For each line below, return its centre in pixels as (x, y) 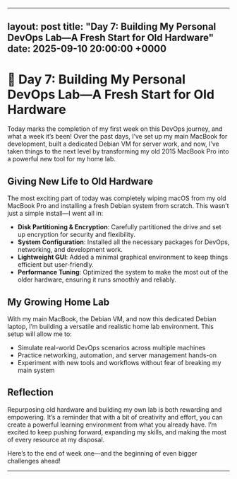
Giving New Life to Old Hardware (80, 181)
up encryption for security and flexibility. (77, 235)
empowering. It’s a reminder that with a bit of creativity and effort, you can (115, 417)
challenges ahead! (34, 461)
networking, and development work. (70, 250)
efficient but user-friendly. (55, 265)
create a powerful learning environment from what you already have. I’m (112, 425)
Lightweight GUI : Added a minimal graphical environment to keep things (123, 257)
